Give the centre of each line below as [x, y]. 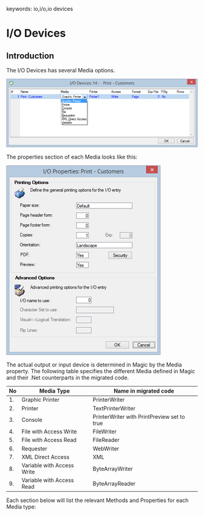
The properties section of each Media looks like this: [72, 157]
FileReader [106, 440]
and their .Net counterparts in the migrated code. [68, 377]
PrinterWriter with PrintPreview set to [139, 416]
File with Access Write [49, 432]
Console [32, 420]
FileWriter [105, 432]
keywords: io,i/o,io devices [40, 9]
